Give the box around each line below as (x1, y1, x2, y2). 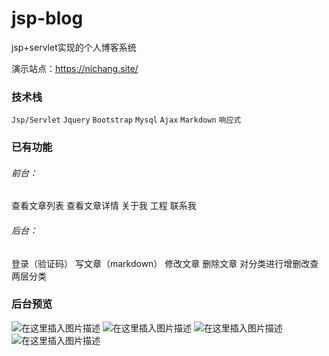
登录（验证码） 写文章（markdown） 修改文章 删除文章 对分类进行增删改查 (11, 257, 319, 269)
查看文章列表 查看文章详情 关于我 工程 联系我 (11, 200, 197, 212)
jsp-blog (11, 7, 84, 30)
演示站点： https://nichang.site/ (11, 62, 139, 74)
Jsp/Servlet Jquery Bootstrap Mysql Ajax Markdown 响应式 (11, 115, 242, 126)
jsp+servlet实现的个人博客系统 (11, 41, 137, 53)
